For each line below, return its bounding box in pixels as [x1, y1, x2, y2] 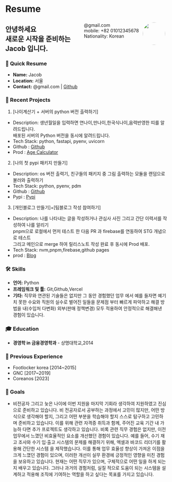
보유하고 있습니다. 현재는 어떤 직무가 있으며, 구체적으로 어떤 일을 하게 [18, 458, 157, 465]
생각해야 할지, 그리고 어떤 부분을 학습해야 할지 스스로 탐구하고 [26, 414, 150, 420]
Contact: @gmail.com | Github [12, 83, 78, 90]
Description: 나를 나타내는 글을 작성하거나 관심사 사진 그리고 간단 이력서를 [12, 216, 162, 222]
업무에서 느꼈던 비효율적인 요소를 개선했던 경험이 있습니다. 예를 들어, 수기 [12, 433, 160, 439]
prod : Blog [12, 253, 36, 259]
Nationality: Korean [84, 33, 124, 39]
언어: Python [12, 280, 40, 286]
